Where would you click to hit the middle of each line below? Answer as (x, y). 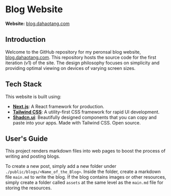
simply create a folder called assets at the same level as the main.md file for (84, 183)
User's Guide (27, 139)
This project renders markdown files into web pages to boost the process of (85, 151)
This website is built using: (33, 96)
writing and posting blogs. (33, 156)
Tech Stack (24, 84)
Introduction (26, 40)
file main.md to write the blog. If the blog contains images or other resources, (86, 177)
